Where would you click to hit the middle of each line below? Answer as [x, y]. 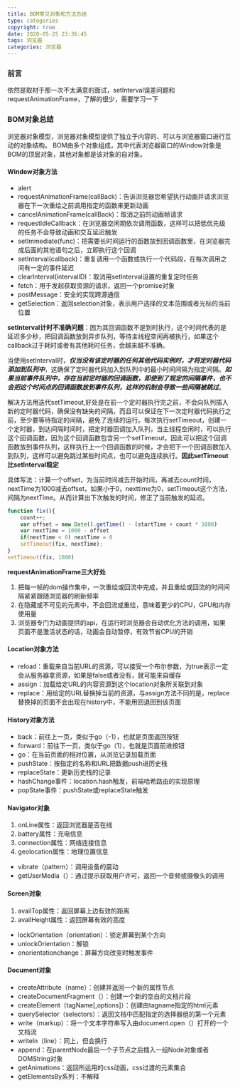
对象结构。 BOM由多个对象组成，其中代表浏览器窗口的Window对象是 [121, 145]
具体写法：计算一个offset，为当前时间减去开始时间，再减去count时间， [111, 480]
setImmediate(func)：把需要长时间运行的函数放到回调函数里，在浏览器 [121, 241]
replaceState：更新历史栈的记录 [64, 772]
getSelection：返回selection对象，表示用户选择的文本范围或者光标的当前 [124, 303]
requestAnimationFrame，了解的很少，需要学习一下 [83, 99]
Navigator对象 [28, 808]
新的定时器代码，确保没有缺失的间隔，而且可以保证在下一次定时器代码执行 [116, 411]
